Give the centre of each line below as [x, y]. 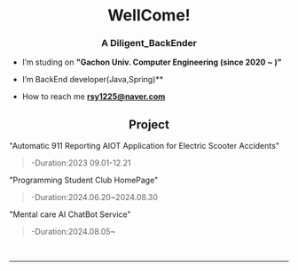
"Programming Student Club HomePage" [84, 180]
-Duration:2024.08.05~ [73, 232]
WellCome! [149, 15]
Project [149, 124]
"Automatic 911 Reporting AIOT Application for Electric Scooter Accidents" [144, 146]
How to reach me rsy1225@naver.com [94, 97]
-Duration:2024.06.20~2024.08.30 [94, 197]
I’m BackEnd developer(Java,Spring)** [93, 80]
